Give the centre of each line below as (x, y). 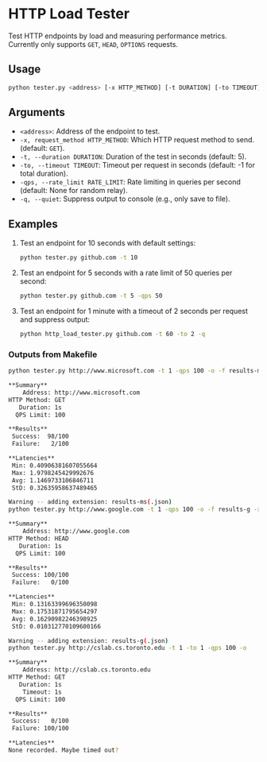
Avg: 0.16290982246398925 (54, 619)
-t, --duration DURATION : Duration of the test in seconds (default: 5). (133, 157)
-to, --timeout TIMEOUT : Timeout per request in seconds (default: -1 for (137, 165)
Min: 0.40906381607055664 (54, 466)
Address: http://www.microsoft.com (81, 393)
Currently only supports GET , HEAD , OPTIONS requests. (93, 44)
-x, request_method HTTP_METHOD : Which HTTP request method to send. (137, 140)
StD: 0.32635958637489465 (54, 488)
